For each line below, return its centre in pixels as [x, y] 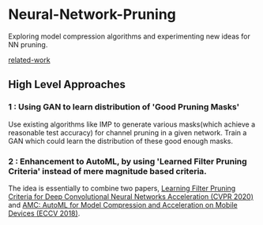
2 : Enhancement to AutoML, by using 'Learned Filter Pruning [128, 161]
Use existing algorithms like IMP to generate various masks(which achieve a [132, 124]
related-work [29, 60]
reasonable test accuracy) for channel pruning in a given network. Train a [128, 132]
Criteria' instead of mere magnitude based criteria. [107, 171]
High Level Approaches [67, 85]
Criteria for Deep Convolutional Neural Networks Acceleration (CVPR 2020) [131, 196]
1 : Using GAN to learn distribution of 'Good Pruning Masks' [124, 107]
